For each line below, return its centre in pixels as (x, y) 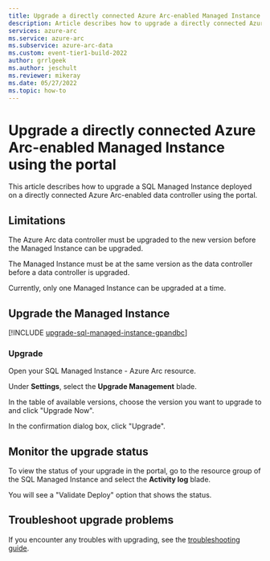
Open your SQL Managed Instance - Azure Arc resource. (102, 371)
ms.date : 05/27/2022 (43, 83)
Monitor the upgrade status (78, 451)
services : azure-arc (43, 31)
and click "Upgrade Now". (51, 411)
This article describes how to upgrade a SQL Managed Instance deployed (130, 186)
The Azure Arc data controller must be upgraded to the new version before (132, 240)
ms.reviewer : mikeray (45, 76)
